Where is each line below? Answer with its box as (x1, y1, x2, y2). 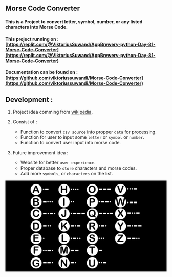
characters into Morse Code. (5, 24, 68, 30)
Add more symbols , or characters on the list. (20, 170, 113, 176)
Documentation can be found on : (5, 69, 78, 76)
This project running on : (5, 35, 59, 42)
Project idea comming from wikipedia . (12, 108, 93, 115)
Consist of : (12, 118, 37, 125)
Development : (5, 95, 53, 104)
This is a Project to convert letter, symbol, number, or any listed (5, 18, 143, 25)
